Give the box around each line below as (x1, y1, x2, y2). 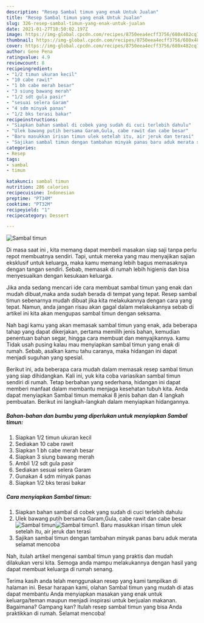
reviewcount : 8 (6, 60, 45, 66)
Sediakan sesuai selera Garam (15, 466, 91, 474)
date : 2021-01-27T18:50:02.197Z (6, 26, 88, 32)
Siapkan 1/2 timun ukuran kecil (15, 434, 92, 442)
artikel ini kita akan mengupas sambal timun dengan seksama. (6, 310, 162, 317)
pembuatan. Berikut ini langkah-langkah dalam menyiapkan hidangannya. (6, 398, 190, 406)
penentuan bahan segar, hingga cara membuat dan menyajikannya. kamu (6, 334, 190, 342)
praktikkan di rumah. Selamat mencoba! (6, 610, 106, 617)
